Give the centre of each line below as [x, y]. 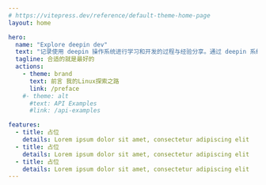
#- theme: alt [46, 96]
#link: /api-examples [65, 111]
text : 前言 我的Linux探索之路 [74, 81]
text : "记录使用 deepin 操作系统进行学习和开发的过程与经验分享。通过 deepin [131, 52]
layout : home [30, 23]
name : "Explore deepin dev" [62, 44]
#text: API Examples [63, 104]
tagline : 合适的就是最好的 [55, 59]
